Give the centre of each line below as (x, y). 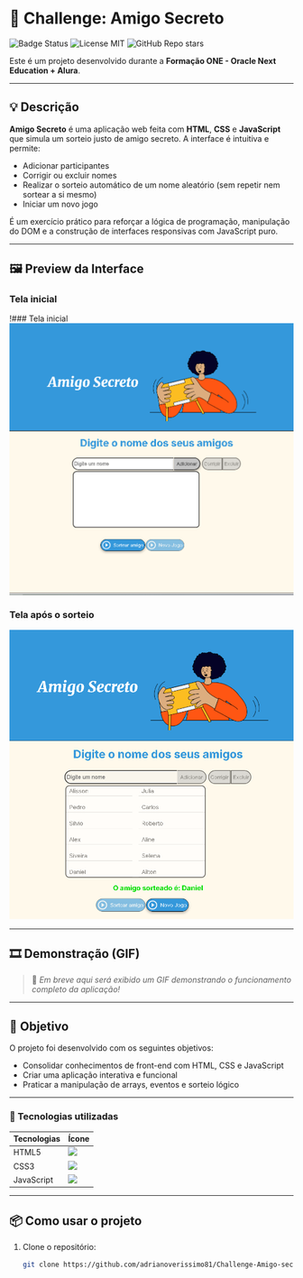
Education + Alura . (45, 70)
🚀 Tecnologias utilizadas (64, 1117)
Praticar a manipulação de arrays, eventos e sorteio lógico (131, 1085)
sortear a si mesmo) (60, 194)
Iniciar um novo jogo (60, 204)
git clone (41, 1265)
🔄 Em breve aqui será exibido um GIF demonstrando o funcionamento (161, 980)
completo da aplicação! (76, 989)
